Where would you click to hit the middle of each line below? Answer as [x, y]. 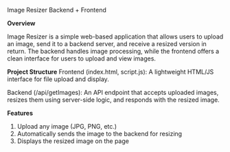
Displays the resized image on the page [73, 141]
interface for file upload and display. [58, 79]
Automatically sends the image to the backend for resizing [100, 134]
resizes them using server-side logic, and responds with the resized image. [113, 100]
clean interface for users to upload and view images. [82, 58]
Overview [21, 23]
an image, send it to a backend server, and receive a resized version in [107, 44]
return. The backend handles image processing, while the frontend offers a [113, 51]
